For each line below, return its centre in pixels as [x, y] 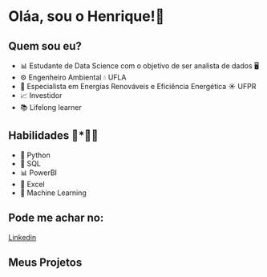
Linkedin [22, 237]
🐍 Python [35, 155]
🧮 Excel [32, 184]
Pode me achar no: [56, 218]
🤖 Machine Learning [53, 193]
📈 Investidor [41, 95]
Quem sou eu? [45, 46]
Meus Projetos [45, 263]
